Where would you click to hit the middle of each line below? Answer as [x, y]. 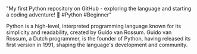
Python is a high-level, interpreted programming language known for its [94, 26]
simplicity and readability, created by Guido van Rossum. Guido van [89, 32]
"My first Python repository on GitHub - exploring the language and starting [99, 9]
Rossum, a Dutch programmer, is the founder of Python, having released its [98, 38]
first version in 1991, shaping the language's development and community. [97, 45]
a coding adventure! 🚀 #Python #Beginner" [59, 15]
